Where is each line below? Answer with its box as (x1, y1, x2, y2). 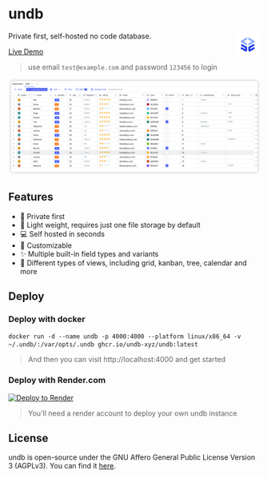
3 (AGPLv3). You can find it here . (8, 461, 117, 471)
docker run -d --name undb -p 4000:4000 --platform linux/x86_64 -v (8, 333, 241, 341)
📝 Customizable (19, 241, 73, 250)
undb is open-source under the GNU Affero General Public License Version (8, 452, 256, 462)
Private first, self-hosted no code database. (8, 31, 152, 41)
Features (8, 190, 54, 204)
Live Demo (8, 46, 44, 56)
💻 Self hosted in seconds (19, 229, 106, 238)
